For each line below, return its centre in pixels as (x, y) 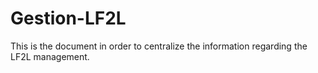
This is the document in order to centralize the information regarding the (159, 46)
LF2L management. (50, 56)
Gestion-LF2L (68, 18)
